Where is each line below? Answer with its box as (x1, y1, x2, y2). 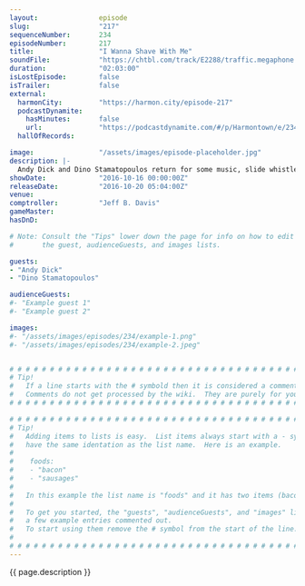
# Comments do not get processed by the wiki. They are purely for (9, 390, 282, 400)
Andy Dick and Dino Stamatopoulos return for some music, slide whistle (17, 164, 299, 174)
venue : (9, 190, 34, 200)
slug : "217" (9, 22, 120, 31)
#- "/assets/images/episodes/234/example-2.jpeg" (9, 340, 202, 350)
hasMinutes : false (25, 114, 120, 124)
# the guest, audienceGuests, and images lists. (9, 240, 221, 250)
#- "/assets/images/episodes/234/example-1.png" (9, 332, 197, 341)
